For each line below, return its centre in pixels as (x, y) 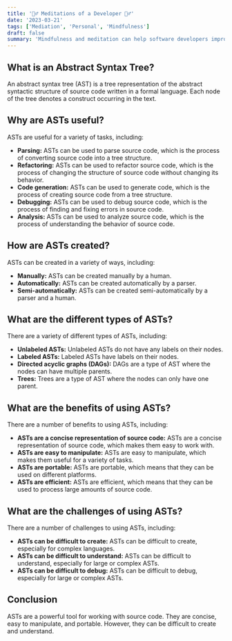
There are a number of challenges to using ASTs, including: (91, 528)
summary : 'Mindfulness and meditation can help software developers (108, 39)
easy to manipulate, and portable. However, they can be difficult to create (112, 624)
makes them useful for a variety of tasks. (75, 460)
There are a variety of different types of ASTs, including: (87, 336)
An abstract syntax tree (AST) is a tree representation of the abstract (105, 84)
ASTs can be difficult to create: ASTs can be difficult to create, (107, 541)
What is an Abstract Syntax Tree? (81, 67)
